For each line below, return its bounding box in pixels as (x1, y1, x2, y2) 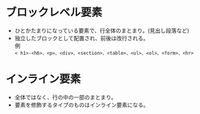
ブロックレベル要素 (6, 5, 103, 20)
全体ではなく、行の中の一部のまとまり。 (14, 93, 117, 101)
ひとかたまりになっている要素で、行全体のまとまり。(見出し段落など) (14, 27, 190, 34)
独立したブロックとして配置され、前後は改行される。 (14, 34, 149, 41)
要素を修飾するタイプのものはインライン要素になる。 (14, 101, 149, 109)
